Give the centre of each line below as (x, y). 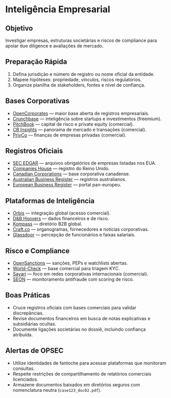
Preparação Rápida (36, 62)
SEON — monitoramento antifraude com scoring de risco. (73, 279)
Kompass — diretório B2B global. (47, 224)
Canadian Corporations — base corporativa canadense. (71, 174)
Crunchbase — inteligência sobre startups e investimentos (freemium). (87, 119)
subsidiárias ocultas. (34, 324)
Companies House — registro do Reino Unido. (61, 169)
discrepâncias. (28, 313)
